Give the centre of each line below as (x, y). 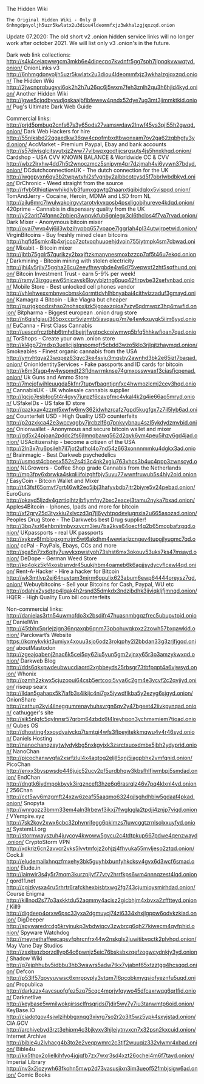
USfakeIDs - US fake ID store (49, 403)
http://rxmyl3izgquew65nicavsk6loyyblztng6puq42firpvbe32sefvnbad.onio (100, 280)
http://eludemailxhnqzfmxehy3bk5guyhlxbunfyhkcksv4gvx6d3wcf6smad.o (100, 861)
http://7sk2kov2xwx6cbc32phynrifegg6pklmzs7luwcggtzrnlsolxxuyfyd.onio (101, 822)
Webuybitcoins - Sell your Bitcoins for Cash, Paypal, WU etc (99, 584)
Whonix (27, 674)
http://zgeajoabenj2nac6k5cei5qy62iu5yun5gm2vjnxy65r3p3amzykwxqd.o (101, 654)
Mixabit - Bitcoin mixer (44, 248)
